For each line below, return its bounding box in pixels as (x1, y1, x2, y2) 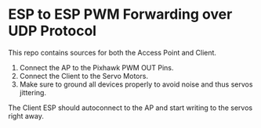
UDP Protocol (8, 22, 96, 40)
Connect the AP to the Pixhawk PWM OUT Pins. (19, 62, 174, 72)
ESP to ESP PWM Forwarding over (8, 5, 233, 23)
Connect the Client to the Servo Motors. (19, 71, 149, 80)
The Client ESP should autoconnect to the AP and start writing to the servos (8, 103, 253, 112)
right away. (8, 111, 45, 120)
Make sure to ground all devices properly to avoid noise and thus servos (19, 80, 253, 89)
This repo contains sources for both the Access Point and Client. (8, 48, 217, 57)
